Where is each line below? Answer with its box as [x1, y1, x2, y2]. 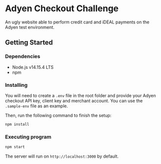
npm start [5, 144, 25, 149]
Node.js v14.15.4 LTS [12, 64, 54, 70]
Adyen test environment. [5, 24, 55, 30]
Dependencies [5, 53, 40, 60]
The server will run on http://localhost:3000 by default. [5, 153, 119, 159]
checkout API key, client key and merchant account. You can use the [5, 98, 143, 103]
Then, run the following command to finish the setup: [5, 112, 112, 118]
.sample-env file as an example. [5, 103, 68, 109]
